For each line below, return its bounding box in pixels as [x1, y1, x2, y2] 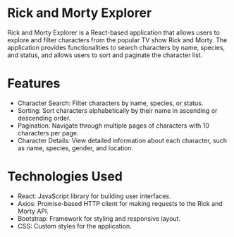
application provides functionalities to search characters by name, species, [7, 43, 226, 51]
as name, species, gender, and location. [17, 143, 134, 152]
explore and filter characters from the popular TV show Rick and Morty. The [7, 35, 228, 44]
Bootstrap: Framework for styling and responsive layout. [17, 214, 181, 223]
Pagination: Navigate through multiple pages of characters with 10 [17, 121, 210, 130]
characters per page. [17, 128, 79, 137]
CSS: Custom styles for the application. [17, 221, 132, 230]
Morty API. [17, 207, 49, 215]
